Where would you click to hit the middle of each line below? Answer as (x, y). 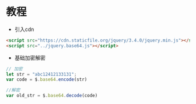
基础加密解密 (30, 58)
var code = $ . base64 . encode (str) (47, 79)
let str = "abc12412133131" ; (41, 74)
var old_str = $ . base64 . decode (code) (52, 96)
